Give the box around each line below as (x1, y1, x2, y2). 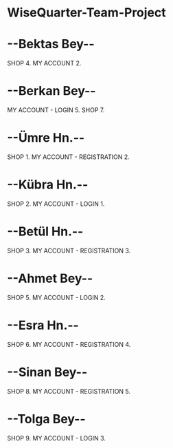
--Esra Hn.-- (7, 318, 79, 333)
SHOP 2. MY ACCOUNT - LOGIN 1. (7, 200, 105, 208)
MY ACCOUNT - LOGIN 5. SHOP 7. (7, 106, 105, 114)
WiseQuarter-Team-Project (7, 5, 166, 21)
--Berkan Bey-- (7, 83, 96, 99)
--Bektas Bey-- (7, 36, 95, 52)
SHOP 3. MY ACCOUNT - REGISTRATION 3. (7, 246, 131, 255)
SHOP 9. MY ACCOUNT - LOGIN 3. (7, 434, 106, 442)
